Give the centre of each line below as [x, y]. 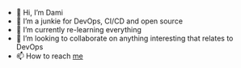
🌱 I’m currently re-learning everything [78, 30]
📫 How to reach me [49, 56]
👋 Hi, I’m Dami [39, 13]
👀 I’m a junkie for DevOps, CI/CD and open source [99, 21]
